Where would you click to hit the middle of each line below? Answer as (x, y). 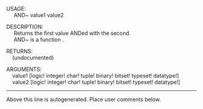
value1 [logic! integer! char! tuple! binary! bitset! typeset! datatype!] (95, 76)
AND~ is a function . (39, 39)
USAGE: (16, 9)
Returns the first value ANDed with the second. (72, 33)
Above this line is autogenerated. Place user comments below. (84, 99)
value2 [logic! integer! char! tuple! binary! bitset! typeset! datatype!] (96, 82)
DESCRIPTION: (25, 27)
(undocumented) (33, 58)
